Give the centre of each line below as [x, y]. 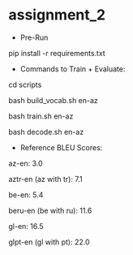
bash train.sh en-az [41, 116]
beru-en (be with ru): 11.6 [50, 210]
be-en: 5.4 [26, 194]
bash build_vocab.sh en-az [54, 100]
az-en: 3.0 [26, 163]
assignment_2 [57, 15]
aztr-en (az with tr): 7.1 [45, 179]
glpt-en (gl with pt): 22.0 [49, 242]
